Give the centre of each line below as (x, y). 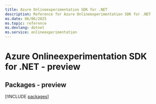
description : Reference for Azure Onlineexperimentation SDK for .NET (78, 14)
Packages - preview (36, 85)
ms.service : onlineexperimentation (41, 32)
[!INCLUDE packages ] (27, 96)
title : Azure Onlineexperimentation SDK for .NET (56, 10)
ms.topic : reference (26, 23)
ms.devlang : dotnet (25, 28)
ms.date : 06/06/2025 (26, 19)
